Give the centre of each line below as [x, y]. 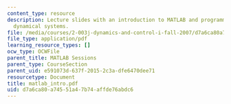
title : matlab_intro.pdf [43, 83]
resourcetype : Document [41, 77]
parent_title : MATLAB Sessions [52, 58]
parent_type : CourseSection [47, 64]
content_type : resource [41, 13]
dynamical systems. [41, 26]
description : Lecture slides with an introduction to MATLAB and [102, 20]
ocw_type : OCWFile [33, 52]
